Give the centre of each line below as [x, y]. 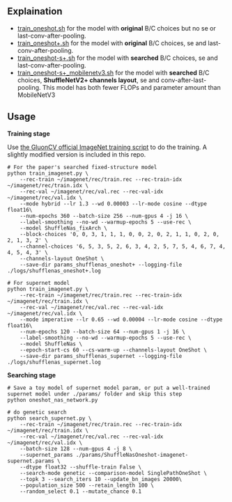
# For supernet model [39, 283]
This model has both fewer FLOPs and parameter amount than [131, 87]
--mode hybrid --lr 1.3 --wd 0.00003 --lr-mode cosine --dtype [114, 204]
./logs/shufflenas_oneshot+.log [54, 271]
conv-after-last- [184, 80]
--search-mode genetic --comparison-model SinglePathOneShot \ [114, 473]
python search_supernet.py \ [49, 418]
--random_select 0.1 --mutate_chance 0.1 [80, 491]
